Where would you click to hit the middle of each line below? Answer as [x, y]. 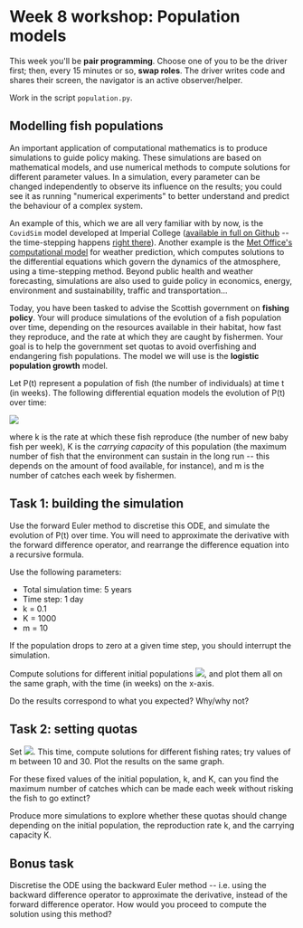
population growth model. [59, 365]
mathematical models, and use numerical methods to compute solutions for [150, 167]
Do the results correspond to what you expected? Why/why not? [129, 701]
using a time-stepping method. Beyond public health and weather [132, 271]
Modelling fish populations [87, 126]
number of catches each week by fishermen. [93, 475]
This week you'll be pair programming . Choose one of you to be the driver [148, 61]
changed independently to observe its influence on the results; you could [146, 186]
